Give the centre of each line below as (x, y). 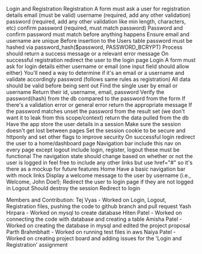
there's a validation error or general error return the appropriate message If (99, 105)
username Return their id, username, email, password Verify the (85, 92)
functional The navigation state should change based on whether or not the (100, 156)
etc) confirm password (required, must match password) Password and (95, 28)
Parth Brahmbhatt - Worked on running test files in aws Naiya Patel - (91, 232)
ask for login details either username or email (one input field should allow (98, 66)
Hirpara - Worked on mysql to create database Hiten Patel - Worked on (94, 213)
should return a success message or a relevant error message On (87, 53)
